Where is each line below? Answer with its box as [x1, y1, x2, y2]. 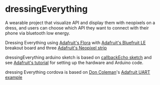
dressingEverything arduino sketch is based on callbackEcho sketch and [5, 54, 152, 60]
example [5, 74, 23, 80]
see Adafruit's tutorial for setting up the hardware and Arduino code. [5, 59, 144, 65]
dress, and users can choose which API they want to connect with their [5, 25, 149, 30]
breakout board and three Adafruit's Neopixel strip [5, 45, 107, 51]
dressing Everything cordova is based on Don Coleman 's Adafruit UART [5, 69, 151, 75]
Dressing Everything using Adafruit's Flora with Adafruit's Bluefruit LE [5, 39, 146, 45]
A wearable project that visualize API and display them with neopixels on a [5, 20, 156, 26]
